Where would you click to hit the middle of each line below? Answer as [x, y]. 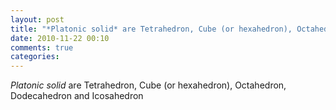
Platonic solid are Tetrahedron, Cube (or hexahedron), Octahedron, [148, 85]
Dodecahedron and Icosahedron [77, 96]
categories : [35, 57]
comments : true [42, 47]
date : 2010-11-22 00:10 [60, 38]
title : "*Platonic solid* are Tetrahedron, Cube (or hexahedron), [151, 29]
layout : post [37, 19]
